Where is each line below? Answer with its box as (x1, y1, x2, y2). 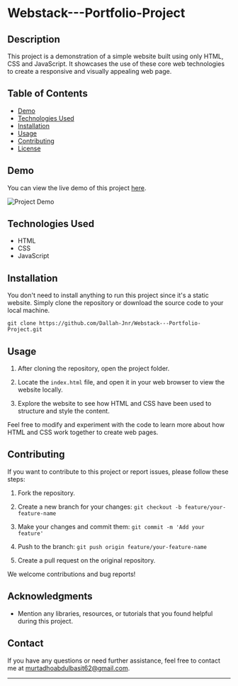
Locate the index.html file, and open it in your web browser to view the (17, 378, 225, 387)
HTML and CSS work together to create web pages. (7, 428, 159, 437)
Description (7, 33, 60, 45)
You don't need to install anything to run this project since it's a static (7, 291, 209, 299)
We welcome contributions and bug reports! (7, 570, 136, 578)
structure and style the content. (17, 406, 110, 416)
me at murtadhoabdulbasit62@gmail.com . (7, 663, 130, 672)
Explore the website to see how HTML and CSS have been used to (17, 399, 212, 408)
